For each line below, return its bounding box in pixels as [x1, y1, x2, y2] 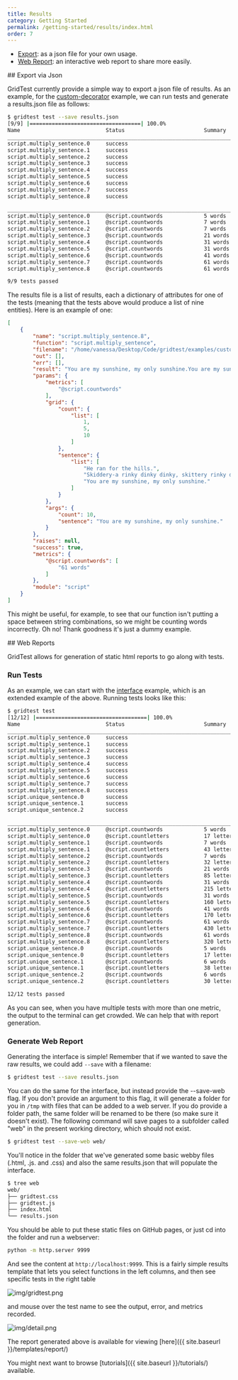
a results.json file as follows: [7, 100, 90, 109]
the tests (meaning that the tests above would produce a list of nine [7, 298, 204, 307]
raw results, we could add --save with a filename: [7, 1060, 152, 1069]
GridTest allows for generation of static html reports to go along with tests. [7, 652, 225, 661]
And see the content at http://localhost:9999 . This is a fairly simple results [7, 1260, 229, 1268]
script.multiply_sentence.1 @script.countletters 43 [7, 846, 211, 853]
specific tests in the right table [7, 1275, 96, 1283]
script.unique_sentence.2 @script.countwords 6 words [7, 971, 227, 979]
